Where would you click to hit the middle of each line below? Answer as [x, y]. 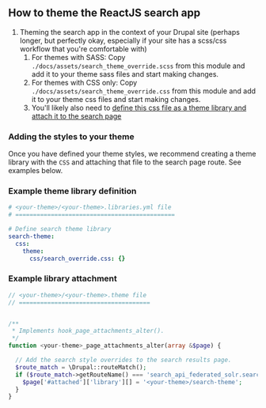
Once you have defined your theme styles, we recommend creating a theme [132, 154]
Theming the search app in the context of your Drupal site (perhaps [129, 32]
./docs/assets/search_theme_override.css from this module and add [143, 91]
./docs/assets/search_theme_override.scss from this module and [138, 66]
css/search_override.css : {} [77, 259]
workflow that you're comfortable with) [84, 49]
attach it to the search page [76, 116]
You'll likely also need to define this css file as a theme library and [139, 108]
